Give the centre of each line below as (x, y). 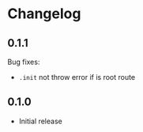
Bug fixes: (24, 62)
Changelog (44, 14)
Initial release (40, 121)
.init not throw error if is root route (77, 77)
